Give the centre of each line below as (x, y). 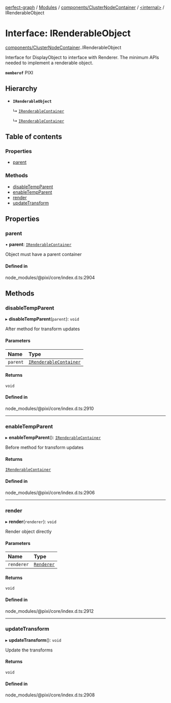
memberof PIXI (19, 72)
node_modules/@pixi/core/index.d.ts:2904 (50, 277)
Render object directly (28, 531)
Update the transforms (29, 650)
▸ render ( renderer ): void (31, 522)
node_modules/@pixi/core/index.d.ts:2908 (50, 695)
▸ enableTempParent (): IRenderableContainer (53, 437)
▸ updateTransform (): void (33, 640)
